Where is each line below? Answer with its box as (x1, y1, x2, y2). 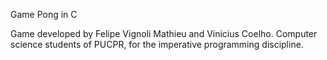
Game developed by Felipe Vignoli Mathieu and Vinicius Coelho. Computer (10, 28, 318, 39)
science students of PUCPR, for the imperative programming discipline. (10, 39, 304, 50)
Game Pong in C (10, 9, 78, 20)
